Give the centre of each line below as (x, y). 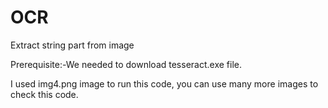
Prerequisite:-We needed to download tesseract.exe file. (126, 64)
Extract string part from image (72, 45)
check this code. (44, 94)
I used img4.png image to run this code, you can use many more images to (164, 83)
